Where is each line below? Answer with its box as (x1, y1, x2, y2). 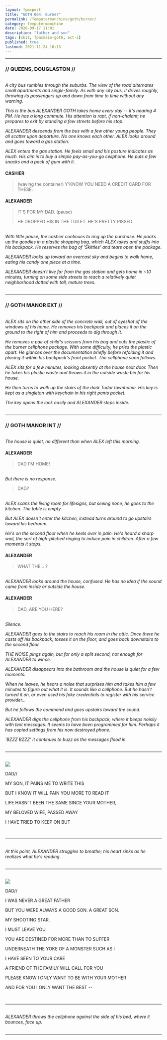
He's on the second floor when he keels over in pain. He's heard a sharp (5, 530, 154, 536)
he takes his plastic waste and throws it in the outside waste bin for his (5, 369, 151, 375)
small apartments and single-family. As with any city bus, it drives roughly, (5, 87, 159, 93)
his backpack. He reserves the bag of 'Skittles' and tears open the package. (5, 244, 162, 250)
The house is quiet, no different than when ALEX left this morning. (5, 438, 140, 444)
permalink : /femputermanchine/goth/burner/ (5, 16, 97, 21)
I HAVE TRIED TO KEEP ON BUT (5, 819, 71, 825)
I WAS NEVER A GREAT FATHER (5, 897, 71, 903)
